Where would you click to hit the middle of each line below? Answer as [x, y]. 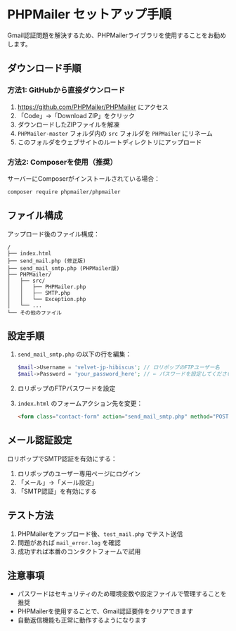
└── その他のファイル [34, 313]
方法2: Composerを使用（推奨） [62, 162]
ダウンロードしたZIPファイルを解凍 [68, 125]
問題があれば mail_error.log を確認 [69, 542]
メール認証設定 [40, 440]
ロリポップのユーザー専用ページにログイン [79, 473]
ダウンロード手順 [44, 69]
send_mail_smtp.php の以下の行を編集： [74, 354]
